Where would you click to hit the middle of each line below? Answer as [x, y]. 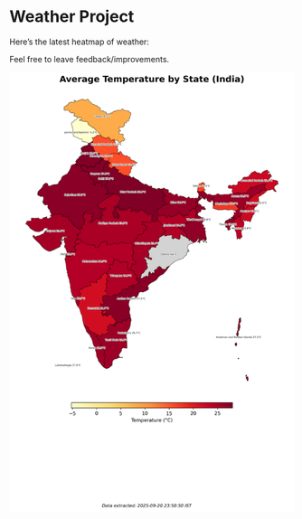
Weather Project [72, 17]
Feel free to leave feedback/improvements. [90, 59]
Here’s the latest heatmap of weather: [79, 42]
